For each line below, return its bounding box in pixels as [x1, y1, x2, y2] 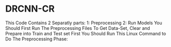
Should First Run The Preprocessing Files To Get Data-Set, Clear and [5, 25, 151, 31]
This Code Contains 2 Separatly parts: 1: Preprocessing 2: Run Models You [5, 20, 162, 26]
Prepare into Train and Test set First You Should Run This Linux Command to [5, 30, 166, 36]
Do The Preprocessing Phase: [5, 36, 68, 42]
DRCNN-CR [5, 3, 55, 15]
